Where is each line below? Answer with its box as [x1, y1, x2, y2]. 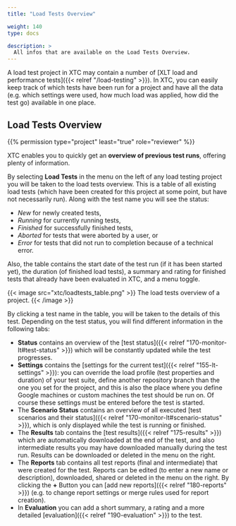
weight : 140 [7, 23, 42, 30]
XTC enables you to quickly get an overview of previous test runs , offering [7, 151, 226, 160]
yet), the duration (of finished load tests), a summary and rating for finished [7, 267, 226, 275]
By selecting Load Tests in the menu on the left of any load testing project [7, 172, 223, 181]
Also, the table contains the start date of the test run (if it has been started [7, 259, 223, 268]
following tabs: [7, 324, 51, 333]
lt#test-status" [17, 345, 60, 354]
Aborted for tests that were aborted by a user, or [17, 231, 159, 239]
